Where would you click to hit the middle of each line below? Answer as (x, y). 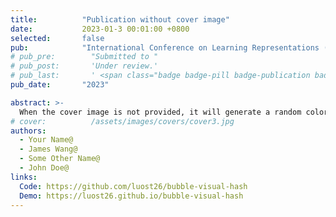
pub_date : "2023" (60, 85)
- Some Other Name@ (60, 159)
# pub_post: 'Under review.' (84, 66)
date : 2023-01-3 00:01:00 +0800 (100, 29)
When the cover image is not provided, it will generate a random (160, 112)
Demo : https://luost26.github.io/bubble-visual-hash (131, 196)
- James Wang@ (48, 149)
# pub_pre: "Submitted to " (84, 57)
